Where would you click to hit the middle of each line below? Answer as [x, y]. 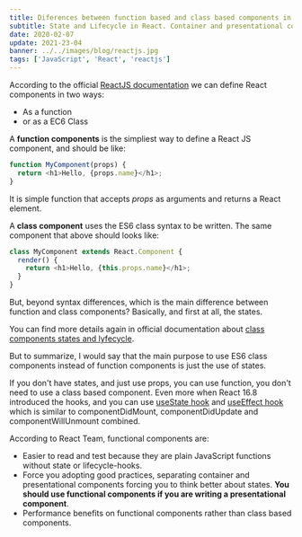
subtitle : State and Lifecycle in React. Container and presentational [146, 26]
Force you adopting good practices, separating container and [136, 475]
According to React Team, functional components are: [109, 438]
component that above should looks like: [84, 235]
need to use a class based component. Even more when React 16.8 [133, 392]
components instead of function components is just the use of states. [138, 365]
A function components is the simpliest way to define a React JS [130, 139]
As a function [47, 112]
